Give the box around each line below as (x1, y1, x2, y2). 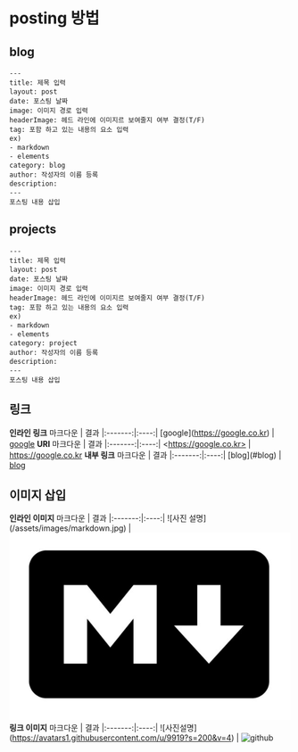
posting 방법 (9, 8, 100, 29)
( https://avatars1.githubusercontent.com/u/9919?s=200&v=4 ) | (9, 732, 239, 743)
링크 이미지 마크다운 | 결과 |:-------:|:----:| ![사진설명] (9, 722, 198, 732)
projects (9, 222, 57, 237)
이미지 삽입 (9, 488, 67, 503)
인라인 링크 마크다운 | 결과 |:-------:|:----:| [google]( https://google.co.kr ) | (9, 427, 275, 438)
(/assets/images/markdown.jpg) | (9, 523, 132, 533)
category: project (9, 338, 78, 348)
